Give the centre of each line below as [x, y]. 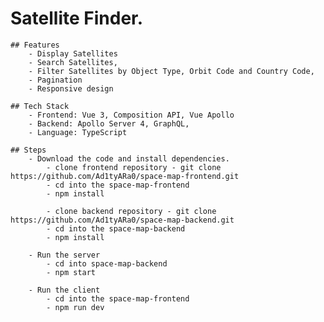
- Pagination [55, 80]
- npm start [71, 272]
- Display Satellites [73, 53]
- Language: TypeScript [78, 132]
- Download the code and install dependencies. [129, 158]
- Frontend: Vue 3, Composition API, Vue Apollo [131, 115]
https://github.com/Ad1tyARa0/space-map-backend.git [122, 220]
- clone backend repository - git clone [131, 211]
